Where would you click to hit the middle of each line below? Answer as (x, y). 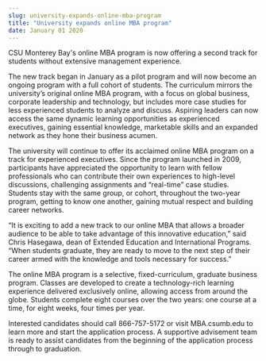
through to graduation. (45, 349)
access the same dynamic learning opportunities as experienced (114, 119)
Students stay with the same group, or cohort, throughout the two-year (124, 193)
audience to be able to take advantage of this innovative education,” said (127, 234)
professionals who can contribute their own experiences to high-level (122, 176)
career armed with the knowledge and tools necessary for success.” (120, 259)
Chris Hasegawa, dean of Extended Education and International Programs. (130, 242)
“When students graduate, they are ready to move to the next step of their (129, 251)
